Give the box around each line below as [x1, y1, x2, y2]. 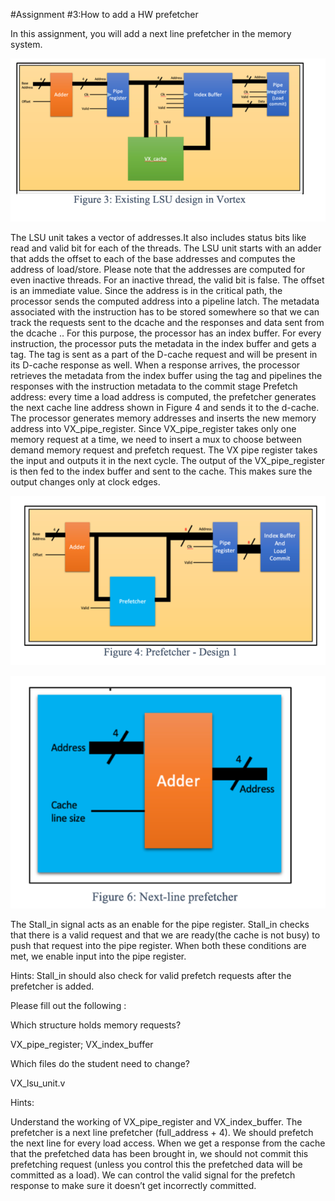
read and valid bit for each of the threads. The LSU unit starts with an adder [10, 242, 322, 254]
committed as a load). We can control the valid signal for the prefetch [10, 1169, 296, 1181]
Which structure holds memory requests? [10, 1019, 182, 1031]
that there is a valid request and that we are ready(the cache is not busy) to [10, 929, 321, 941]
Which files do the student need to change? [10, 1058, 190, 1070]
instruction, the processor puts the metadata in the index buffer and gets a [10, 338, 317, 350]
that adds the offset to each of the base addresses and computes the [10, 253, 296, 265]
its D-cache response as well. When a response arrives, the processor [10, 359, 301, 371]
